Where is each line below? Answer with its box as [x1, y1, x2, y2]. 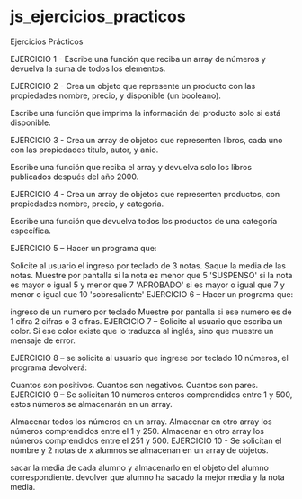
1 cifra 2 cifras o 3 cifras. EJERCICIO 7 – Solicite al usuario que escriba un [10, 315, 283, 326]
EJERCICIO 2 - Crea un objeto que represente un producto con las [10, 80, 256, 91]
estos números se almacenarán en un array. [10, 398, 173, 409]
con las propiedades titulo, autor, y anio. [10, 144, 159, 155]
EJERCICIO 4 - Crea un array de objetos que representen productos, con [10, 188, 280, 199]
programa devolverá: [10, 362, 88, 373]
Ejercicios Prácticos [10, 36, 84, 47]
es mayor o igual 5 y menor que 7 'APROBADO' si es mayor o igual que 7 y [10, 279, 286, 290]
